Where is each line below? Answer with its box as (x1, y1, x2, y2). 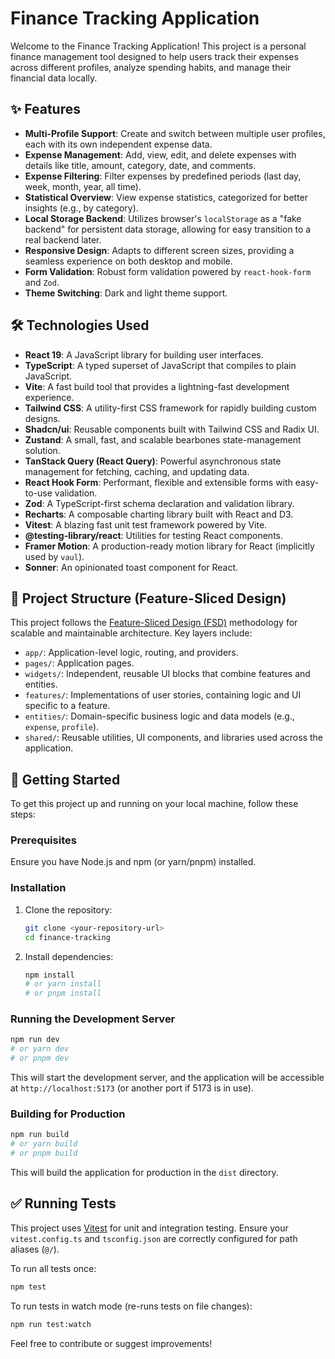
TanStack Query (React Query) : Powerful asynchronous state (24, 455, 282, 467)
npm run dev (10, 1035, 60, 1045)
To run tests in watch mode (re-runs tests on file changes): (10, 1300, 253, 1312)
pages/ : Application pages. (24, 657, 135, 669)
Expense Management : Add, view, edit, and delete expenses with (24, 148, 297, 161)
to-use (24, 487, 53, 499)
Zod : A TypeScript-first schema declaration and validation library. (24, 497, 295, 509)
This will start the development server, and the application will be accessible (10, 1072, 325, 1084)
